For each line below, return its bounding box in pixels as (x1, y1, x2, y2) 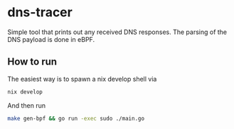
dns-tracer (7, 4, 73, 21)
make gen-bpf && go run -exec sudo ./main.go (7, 115, 144, 122)
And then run (7, 101, 46, 110)
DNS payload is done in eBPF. (7, 35, 95, 43)
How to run (7, 56, 58, 68)
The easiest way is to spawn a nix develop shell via (7, 74, 157, 83)
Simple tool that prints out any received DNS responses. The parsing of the (7, 28, 228, 36)
